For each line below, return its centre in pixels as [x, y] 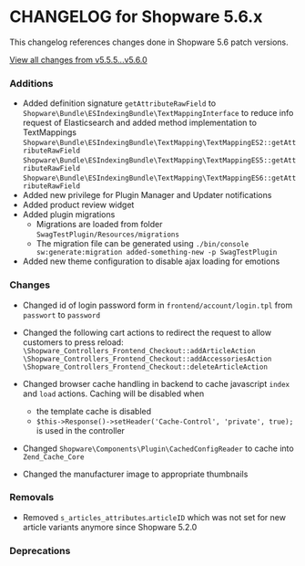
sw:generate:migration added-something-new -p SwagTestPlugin [157, 253]
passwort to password [61, 314]
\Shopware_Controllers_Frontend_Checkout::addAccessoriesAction [147, 359]
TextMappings [50, 132]
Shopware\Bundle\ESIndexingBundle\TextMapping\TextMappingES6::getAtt [159, 178]
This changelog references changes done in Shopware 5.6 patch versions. [149, 42]
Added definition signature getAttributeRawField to [119, 103]
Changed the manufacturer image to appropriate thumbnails [135, 474]
